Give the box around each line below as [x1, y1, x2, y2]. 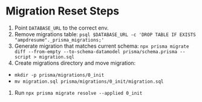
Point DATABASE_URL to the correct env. [14, 24, 109, 31]
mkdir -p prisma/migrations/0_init [14, 72, 105, 78]
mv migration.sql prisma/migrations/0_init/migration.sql [14, 78, 164, 84]
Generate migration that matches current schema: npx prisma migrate [14, 42, 189, 49]
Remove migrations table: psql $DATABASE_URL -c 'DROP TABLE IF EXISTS [14, 30, 196, 37]
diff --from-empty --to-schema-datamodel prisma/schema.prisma [14, 48, 178, 55]
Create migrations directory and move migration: [14, 59, 136, 66]
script [14, 54, 31, 60]
